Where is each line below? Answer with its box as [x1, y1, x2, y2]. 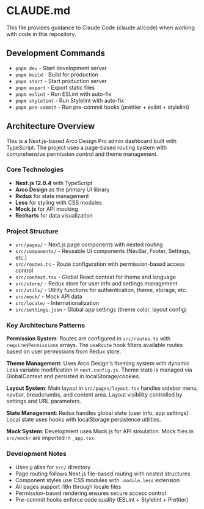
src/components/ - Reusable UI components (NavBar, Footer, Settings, [15, 247, 191, 255]
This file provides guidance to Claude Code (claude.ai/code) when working [6, 24, 195, 31]
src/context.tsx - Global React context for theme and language [15, 273, 176, 281]
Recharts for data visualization [15, 211, 93, 219]
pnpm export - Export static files [15, 84, 95, 91]
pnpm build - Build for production [15, 71, 99, 78]
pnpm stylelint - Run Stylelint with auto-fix [15, 97, 125, 104]
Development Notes [6, 450, 67, 458]
